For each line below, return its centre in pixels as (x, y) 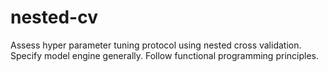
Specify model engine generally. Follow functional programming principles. (164, 55)
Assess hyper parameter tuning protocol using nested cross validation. (156, 45)
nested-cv (54, 17)
